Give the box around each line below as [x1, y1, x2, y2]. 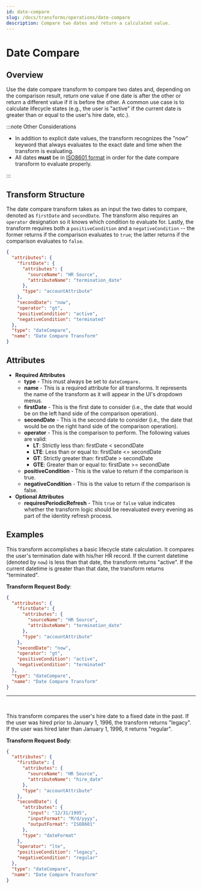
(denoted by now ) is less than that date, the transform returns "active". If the [6, 558, 193, 566]
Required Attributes [14, 371, 66, 378]
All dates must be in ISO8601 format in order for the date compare [14, 154, 179, 161]
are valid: [23, 435, 47, 443]
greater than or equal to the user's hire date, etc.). [6, 111, 130, 119]
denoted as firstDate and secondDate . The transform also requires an [6, 212, 179, 219]
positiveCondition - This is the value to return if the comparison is [23, 467, 189, 475]
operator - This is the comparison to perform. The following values [23, 429, 191, 436]
